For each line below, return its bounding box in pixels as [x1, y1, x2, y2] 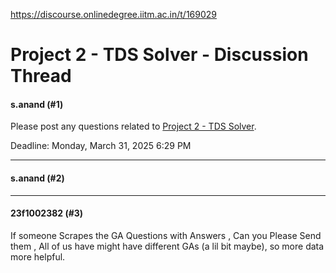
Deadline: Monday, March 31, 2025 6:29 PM [10, 140, 192, 152]
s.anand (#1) [10, 98, 64, 110]
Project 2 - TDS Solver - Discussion [10, 44, 309, 66]
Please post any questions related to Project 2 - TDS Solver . [10, 120, 257, 133]
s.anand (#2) [10, 172, 65, 184]
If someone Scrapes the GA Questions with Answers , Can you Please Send [10, 229, 322, 241]
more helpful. [10, 250, 66, 263]
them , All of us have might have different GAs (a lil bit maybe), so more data [10, 240, 325, 252]
